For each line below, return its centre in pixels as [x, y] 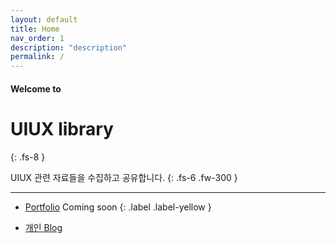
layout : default [44, 19]
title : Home [35, 29]
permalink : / [37, 57]
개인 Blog [43, 227]
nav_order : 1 [37, 38]
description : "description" [69, 47]
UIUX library [62, 128]
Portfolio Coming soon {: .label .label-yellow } [118, 207]
